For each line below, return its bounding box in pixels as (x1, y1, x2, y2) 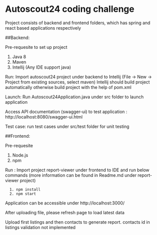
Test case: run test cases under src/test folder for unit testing (5, 123, 129, 129)
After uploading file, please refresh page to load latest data (5, 209, 125, 215)
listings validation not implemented (5, 224, 76, 230)
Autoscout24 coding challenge (5, 3, 134, 15)
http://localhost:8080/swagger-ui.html (5, 114, 83, 119)
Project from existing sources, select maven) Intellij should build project (5, 79, 150, 85)
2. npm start (9, 191, 36, 196)
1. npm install (9, 187, 41, 192)
